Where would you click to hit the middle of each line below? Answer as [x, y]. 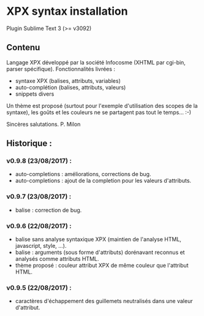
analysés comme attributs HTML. [57, 259]
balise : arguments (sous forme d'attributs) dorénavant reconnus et [100, 252]
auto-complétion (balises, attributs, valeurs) [70, 87]
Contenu [23, 48]
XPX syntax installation [67, 11]
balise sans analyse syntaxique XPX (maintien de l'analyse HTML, [98, 239]
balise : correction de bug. [48, 210]
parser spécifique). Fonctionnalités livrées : [61, 69]
